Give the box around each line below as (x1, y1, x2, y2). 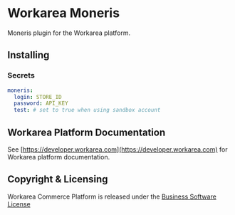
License (7, 199, 31, 208)
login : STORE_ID (14, 93, 62, 100)
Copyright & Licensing (7, 173, 108, 186)
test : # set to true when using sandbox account (14, 107, 161, 114)
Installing (7, 49, 50, 61)
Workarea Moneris (7, 5, 120, 21)
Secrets (7, 70, 36, 80)
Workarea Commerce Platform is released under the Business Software (7, 192, 217, 201)
